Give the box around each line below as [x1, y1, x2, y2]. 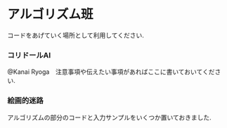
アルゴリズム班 [7, 6, 93, 23]
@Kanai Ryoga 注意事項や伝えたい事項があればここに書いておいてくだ [7, 68, 216, 76]
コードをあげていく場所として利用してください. [7, 31, 144, 39]
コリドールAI [7, 50, 51, 60]
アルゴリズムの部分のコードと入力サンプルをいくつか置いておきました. [7, 113, 212, 122]
